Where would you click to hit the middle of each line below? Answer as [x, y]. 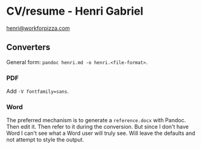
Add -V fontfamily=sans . [37, 91]
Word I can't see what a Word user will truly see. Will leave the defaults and [101, 133]
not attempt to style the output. [45, 140]
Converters [28, 47]
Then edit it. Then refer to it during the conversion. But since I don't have [97, 127]
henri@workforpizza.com [38, 28]
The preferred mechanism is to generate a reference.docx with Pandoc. [96, 120]
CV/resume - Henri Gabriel [75, 11]
